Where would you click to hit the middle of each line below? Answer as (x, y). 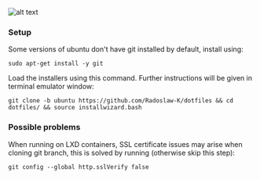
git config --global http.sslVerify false (79, 167)
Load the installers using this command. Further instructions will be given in (130, 78)
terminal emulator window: (51, 87)
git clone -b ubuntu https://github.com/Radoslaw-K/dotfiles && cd (121, 101)
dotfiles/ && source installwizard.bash (75, 108)
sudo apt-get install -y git (56, 64)
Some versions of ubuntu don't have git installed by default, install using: (126, 49)
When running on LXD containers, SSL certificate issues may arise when (125, 144)
